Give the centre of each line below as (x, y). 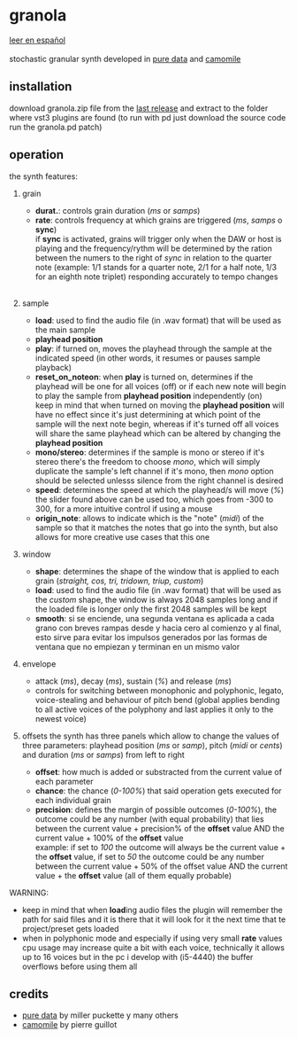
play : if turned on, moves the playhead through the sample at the (153, 348)
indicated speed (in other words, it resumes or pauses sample (148, 358)
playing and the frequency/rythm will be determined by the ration (153, 248)
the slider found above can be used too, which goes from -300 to (154, 499)
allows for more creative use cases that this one (122, 536)
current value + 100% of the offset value (109, 838)
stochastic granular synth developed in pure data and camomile (125, 59)
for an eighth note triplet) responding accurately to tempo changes (156, 277)
